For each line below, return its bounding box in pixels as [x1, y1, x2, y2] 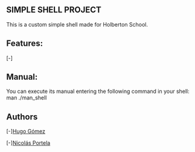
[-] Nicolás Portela [6, 139, 51, 147]
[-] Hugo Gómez [6, 128, 46, 135]
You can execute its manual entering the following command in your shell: [6, 87, 190, 95]
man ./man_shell [6, 94, 47, 101]
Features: [6, 39, 43, 49]
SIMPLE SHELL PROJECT [6, 5, 101, 15]
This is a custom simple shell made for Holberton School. [6, 21, 149, 28]
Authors [6, 112, 38, 122]
